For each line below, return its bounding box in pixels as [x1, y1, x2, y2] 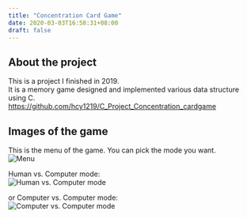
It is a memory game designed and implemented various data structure [8, 85, 240, 95]
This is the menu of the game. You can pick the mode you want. [8, 145, 216, 155]
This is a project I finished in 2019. [8, 77, 120, 86]
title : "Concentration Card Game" [8, 11, 123, 20]
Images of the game [8, 124, 108, 138]
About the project [8, 55, 97, 69]
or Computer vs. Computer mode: [8, 193, 119, 202]
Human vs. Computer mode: [8, 169, 101, 179]
